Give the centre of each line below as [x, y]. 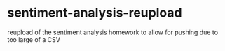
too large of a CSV [34, 39]
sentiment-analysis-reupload [95, 13]
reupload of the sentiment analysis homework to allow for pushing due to [113, 32]
